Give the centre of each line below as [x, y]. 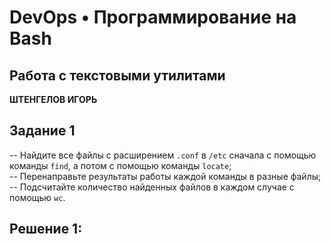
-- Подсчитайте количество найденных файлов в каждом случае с [152, 187]
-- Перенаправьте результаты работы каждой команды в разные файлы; [165, 176]
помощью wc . [37, 197]
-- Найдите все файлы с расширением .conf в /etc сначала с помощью [163, 155]
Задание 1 [42, 131]
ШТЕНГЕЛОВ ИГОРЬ [53, 99]
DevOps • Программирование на [153, 17]
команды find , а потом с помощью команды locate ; [120, 165]
